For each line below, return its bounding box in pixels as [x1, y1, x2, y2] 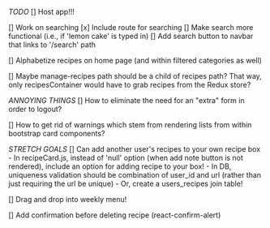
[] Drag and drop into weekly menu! [8, 195, 127, 204]
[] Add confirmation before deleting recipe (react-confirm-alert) [8, 210, 221, 220]
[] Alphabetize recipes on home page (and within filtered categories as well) [8, 56, 262, 65]
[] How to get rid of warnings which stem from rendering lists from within [8, 120, 252, 129]
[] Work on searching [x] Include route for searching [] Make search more [8, 23, 254, 32]
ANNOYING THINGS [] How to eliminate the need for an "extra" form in [8, 96, 245, 105]
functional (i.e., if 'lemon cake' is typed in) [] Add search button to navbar [8, 32, 254, 41]
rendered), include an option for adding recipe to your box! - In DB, [8, 161, 232, 171]
